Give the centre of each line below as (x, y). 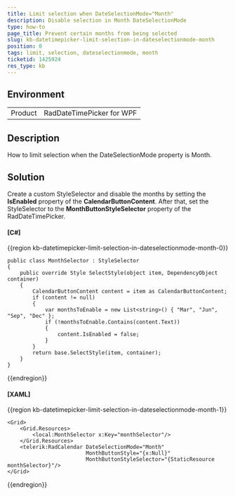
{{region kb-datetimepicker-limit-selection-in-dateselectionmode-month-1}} (117, 410)
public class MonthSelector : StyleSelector (73, 261)
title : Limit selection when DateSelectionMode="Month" (90, 14)
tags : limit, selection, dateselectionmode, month (83, 53)
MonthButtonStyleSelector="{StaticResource (150, 460)
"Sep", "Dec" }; (31, 316)
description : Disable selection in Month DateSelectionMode (97, 20)
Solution (26, 177)
